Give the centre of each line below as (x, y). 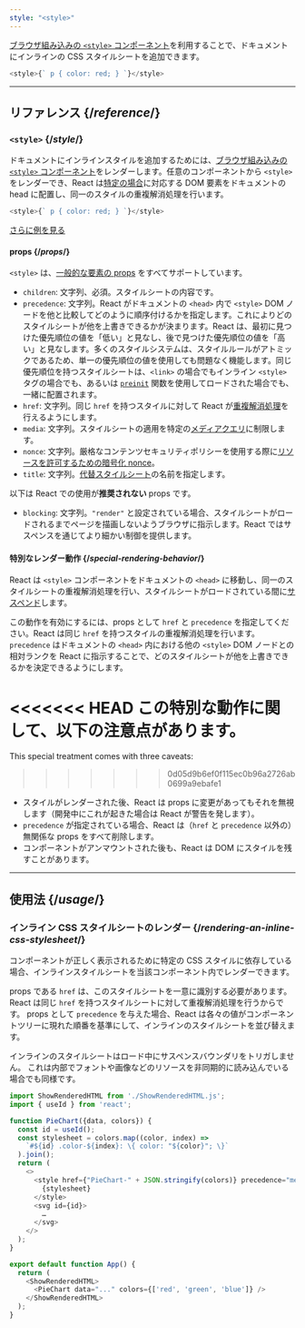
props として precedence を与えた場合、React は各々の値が (137, 1014)
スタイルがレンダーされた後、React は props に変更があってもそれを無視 (158, 803)
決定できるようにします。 (81, 668)
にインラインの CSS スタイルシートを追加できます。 (107, 56)
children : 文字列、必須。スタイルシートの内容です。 (120, 292)
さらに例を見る (37, 230)
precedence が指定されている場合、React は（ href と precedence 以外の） (157, 826)
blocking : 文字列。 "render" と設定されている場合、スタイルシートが (150, 513)
